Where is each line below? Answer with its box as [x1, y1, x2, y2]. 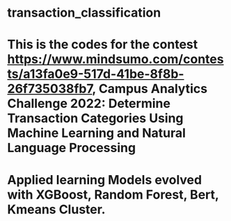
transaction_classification [7, 5, 161, 21]
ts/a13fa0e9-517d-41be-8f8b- [7, 66, 184, 82]
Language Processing [7, 140, 136, 156]
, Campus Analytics [92, 81, 207, 97]
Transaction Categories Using [7, 110, 184, 126]
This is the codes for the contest [7, 37, 198, 53]
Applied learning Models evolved [7, 172, 202, 188]
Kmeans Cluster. [7, 202, 106, 217]
